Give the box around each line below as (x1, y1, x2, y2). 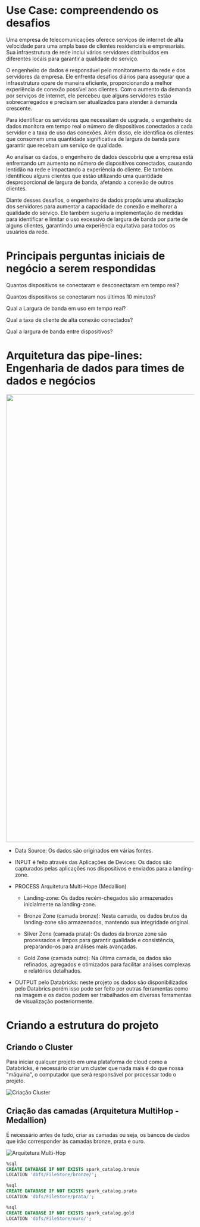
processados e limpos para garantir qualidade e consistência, (23, 936, 175, 943)
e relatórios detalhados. (23, 967, 82, 974)
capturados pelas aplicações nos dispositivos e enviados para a (14, 865, 172, 872)
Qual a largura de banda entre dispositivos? (6, 328, 113, 335)
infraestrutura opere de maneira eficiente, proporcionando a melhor (6, 79, 173, 87)
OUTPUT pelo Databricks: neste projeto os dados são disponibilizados (14, 979, 188, 986)
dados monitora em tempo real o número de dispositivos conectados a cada (6, 122, 193, 130)
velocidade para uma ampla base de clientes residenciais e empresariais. (6, 42, 186, 50)
